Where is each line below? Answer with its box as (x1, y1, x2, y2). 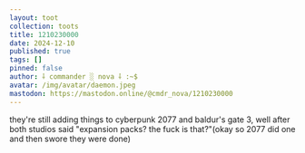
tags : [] (9, 55, 43, 64)
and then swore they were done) (9, 133, 132, 144)
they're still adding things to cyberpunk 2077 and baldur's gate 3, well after (9, 114, 290, 125)
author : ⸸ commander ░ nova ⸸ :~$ (9, 72, 138, 81)
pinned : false (9, 64, 64, 73)
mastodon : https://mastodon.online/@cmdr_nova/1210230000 (9, 89, 233, 98)
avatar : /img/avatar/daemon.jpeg (9, 81, 136, 90)
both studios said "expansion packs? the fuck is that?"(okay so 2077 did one (9, 123, 297, 134)
